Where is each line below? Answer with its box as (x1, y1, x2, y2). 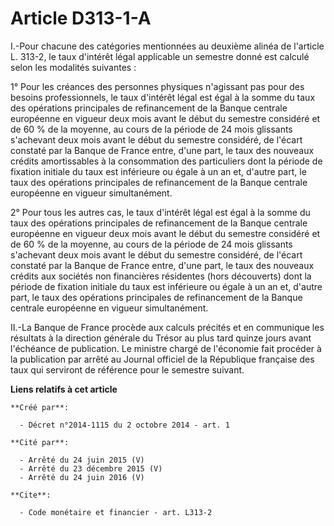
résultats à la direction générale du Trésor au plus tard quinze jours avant (10, 332, 312, 344)
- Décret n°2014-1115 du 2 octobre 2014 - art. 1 (19, 420, 230, 430)
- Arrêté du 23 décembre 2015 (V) (19, 463, 163, 474)
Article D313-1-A (10, 7, 152, 30)
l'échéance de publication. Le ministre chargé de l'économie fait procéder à (10, 342, 322, 354)
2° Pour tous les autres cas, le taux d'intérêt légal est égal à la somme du (10, 206, 311, 218)
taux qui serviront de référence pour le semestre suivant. (10, 363, 245, 376)
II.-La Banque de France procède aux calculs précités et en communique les (10, 321, 325, 333)
